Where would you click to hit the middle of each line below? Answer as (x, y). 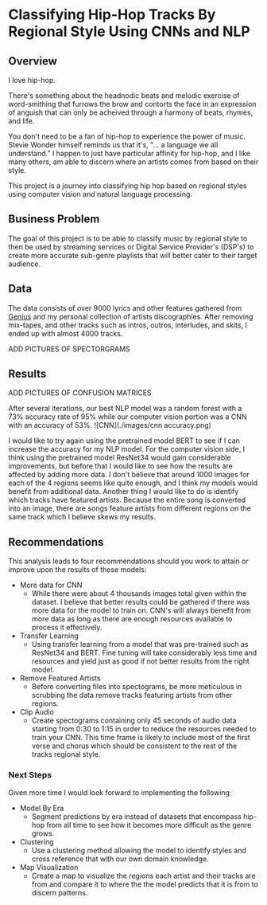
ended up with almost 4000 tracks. (66, 333)
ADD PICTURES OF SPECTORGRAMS (70, 349)
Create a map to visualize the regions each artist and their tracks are (143, 876)
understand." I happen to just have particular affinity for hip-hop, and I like (130, 153)
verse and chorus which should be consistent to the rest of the (134, 746)
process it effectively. (67, 628)
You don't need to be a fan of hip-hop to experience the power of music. (127, 136)
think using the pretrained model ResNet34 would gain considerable (120, 458)
